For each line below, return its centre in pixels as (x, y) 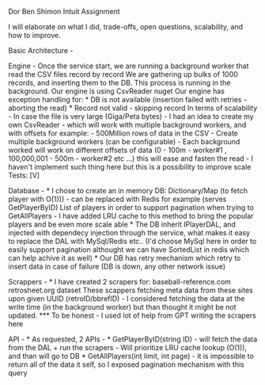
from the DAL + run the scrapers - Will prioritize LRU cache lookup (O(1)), (128, 347)
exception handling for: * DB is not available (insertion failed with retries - (128, 99)
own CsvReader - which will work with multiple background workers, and (127, 125)
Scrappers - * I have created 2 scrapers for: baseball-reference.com (120, 282)
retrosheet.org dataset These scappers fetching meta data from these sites (131, 290)
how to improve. (34, 35)
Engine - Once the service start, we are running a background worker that (129, 66)
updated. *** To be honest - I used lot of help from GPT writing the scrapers (132, 315)
